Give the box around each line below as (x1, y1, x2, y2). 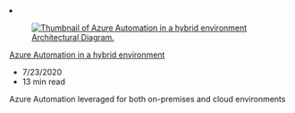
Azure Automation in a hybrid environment (9, 49, 165, 60)
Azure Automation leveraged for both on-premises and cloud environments (9, 94, 286, 104)
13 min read (21, 76, 65, 87)
